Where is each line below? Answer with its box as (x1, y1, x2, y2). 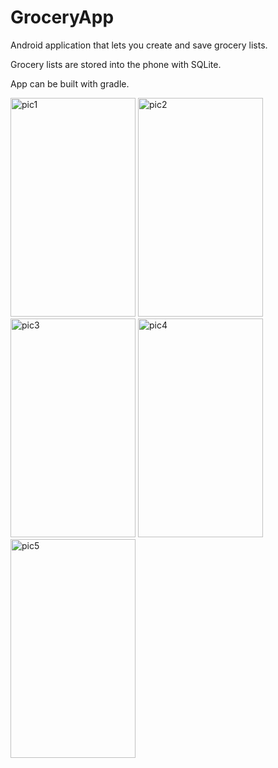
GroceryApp (10, 6, 115, 29)
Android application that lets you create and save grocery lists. (10, 39, 268, 51)
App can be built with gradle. (10, 77, 130, 90)
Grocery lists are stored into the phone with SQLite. (10, 58, 222, 70)
